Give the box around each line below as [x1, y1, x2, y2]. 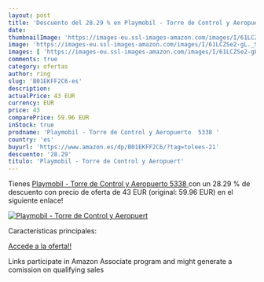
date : [8, 26, 26, 34]
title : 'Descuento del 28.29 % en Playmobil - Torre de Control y [8, 19, 230, 27]
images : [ [8, 48, 41, 56]
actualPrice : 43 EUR [8, 92, 76, 100]
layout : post [8, 11, 51, 20]
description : [8, 84, 51, 93]
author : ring [8, 70, 51, 78]
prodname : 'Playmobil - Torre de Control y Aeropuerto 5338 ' [8, 128, 220, 136]
